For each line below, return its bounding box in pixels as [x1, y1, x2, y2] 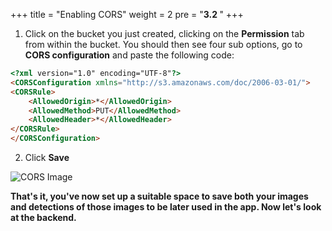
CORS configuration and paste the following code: [24, 49, 235, 61]
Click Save [24, 152, 70, 163]
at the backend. [10, 212, 77, 223]
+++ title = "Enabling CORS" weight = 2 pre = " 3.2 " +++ [10, 9, 244, 20]
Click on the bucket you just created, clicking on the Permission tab [24, 28, 305, 39]
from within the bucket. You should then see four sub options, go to [24, 39, 303, 50]
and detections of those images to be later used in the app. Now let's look [10, 201, 322, 213]
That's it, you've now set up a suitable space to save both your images [10, 190, 309, 202]
